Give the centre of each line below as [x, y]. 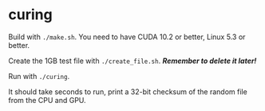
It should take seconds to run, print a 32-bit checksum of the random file [128, 91]
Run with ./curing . [39, 76]
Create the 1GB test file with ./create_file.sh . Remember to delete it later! [132, 61]
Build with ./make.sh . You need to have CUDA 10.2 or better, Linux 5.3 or [127, 37]
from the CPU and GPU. [47, 100]
